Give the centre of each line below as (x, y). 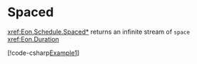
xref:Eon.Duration (33, 39)
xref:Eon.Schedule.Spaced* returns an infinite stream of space (99, 32)
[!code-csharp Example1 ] (44, 53)
